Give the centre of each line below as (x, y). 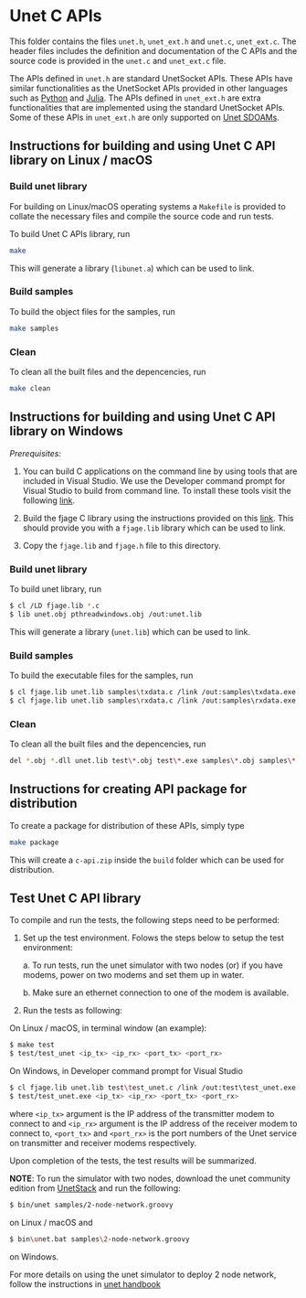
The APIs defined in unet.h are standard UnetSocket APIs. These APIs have (151, 78)
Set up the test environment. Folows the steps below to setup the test (153, 938)
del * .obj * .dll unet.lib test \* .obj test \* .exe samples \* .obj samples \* (153, 761)
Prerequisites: (36, 453)
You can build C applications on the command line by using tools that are (160, 471)
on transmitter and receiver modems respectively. (103, 1142)
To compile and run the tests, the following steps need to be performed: (145, 920)
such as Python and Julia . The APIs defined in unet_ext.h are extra (136, 98)
